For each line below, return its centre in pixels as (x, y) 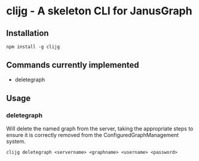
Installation (27, 33)
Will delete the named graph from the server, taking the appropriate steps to (100, 128)
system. (16, 141)
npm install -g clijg (33, 47)
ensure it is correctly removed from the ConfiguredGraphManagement (93, 135)
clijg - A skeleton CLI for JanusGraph (99, 11)
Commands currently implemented (73, 65)
